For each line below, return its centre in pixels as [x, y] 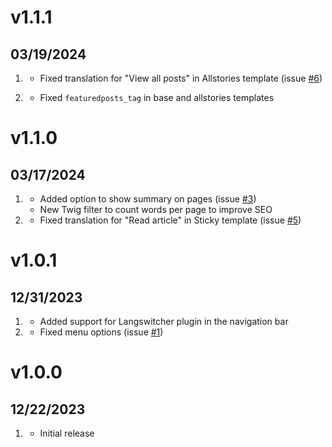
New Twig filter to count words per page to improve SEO [156, 209]
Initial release [67, 433]
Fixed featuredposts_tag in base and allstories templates [157, 97]
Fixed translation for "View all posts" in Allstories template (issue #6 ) [181, 78]
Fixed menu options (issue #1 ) [101, 332]
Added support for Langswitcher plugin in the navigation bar [164, 321]
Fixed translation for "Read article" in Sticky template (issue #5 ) [170, 220]
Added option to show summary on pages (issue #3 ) [148, 199]
